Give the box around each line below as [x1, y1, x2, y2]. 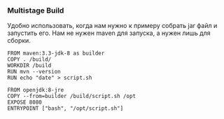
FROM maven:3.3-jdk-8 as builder [7, 50, 105, 57]
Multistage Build [7, 6, 64, 15]
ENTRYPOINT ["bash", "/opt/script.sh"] [7, 105, 124, 112]
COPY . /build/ [7, 56, 52, 63]
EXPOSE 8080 [7, 99, 42, 106]
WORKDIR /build [7, 62, 52, 69]
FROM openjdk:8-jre [7, 87, 64, 94]
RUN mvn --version [7, 69, 61, 76]
